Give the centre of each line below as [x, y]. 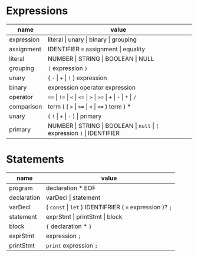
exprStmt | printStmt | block [84, 216]
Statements [35, 159]
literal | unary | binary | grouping [93, 39]
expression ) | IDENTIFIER [84, 133]
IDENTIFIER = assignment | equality [97, 49]
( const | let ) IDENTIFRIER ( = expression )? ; [109, 207]
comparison [26, 106]
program [21, 188]
